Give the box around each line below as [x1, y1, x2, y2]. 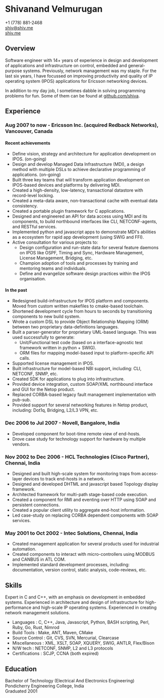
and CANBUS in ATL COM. [12, 556, 66, 562]
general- [128, 62, 145, 68]
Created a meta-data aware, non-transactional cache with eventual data [12, 198, 158, 204]
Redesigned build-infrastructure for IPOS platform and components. [12, 298, 149, 304]
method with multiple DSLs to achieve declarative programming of [12, 167, 146, 173]
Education [5, 665, 37, 673]
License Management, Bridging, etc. [19, 255, 93, 261]
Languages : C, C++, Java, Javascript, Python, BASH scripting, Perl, [12, 619, 150, 625]
